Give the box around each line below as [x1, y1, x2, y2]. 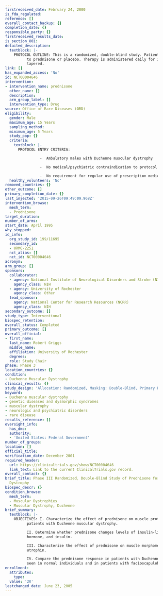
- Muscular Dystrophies [9, 498, 57, 503]
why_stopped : [5, 228, 32, 233]
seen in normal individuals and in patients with [26, 561, 130, 566]
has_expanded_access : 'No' [5, 70, 60, 75]
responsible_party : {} [5, 30, 51, 34]
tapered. [26, 61, 45, 66]
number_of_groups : [5, 440, 42, 445]
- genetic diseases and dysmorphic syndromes [5, 399, 98, 404]
